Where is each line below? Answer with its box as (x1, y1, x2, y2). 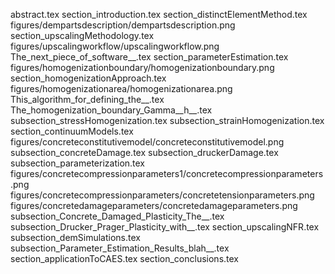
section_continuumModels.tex (10, 125, 134, 137)
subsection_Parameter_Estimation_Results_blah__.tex (10, 242, 230, 254)
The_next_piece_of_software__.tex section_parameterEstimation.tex (10, 51, 289, 63)
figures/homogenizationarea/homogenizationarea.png (10, 83, 233, 94)
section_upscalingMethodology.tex (10, 30, 155, 41)
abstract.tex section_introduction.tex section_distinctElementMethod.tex (10, 9, 308, 20)
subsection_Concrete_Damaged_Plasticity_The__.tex (10, 210, 225, 222)
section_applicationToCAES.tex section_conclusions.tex (10, 253, 239, 264)
